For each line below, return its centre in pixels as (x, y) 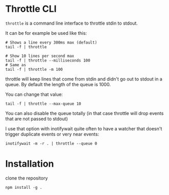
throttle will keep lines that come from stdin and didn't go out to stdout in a (84, 79)
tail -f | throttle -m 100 (34, 69)
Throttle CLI (31, 9)
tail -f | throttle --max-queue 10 (43, 104)
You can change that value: (34, 94)
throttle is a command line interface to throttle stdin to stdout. (72, 23)
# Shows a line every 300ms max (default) (51, 42)
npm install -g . (24, 187)
